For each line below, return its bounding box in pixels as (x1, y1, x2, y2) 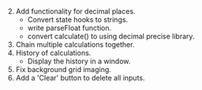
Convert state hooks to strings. (27, 15, 129, 24)
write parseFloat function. (27, 23, 112, 32)
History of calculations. (15, 49, 92, 57)
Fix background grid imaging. (15, 65, 112, 74)
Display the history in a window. (27, 56, 131, 66)
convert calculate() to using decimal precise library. (27, 31, 195, 41)
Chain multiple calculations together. (15, 40, 135, 49)
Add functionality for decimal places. (15, 7, 136, 16)
